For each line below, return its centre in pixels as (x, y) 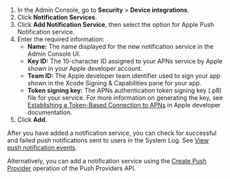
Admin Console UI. (54, 54)
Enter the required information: (61, 39)
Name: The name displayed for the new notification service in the (120, 46)
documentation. (50, 112)
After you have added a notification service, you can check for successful (112, 133)
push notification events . (42, 148)
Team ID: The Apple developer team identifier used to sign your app (124, 76)
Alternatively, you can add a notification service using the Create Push (107, 161)
